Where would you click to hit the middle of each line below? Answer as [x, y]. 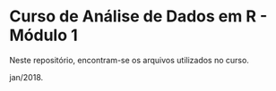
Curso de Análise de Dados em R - [138, 17]
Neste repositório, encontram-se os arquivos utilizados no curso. [129, 60]
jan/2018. [26, 77]
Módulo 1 [43, 35]
